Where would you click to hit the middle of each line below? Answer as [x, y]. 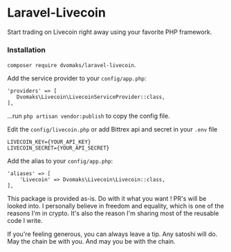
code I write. [25, 221]
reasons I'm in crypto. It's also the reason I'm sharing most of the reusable [113, 213]
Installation [27, 50]
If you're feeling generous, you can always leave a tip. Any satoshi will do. [112, 234]
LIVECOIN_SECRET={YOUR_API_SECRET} [58, 148]
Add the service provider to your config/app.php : [77, 78]
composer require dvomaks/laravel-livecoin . [72, 65]
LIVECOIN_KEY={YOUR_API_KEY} [49, 142]
